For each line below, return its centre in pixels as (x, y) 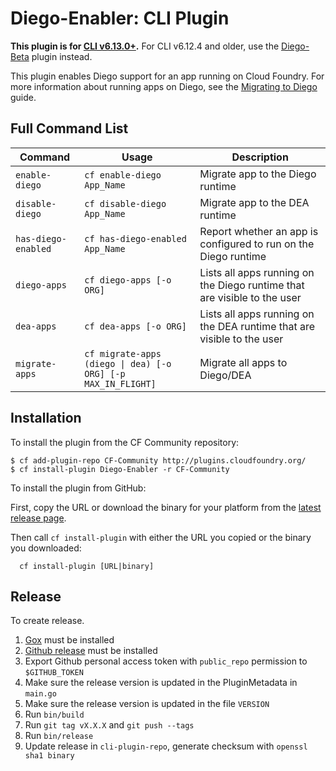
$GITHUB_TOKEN (54, 673)
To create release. (47, 621)
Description (260, 157)
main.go (40, 694)
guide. (23, 97)
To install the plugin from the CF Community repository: (125, 442)
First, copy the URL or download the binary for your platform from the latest (166, 507)
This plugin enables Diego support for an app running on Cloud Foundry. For (167, 76)
